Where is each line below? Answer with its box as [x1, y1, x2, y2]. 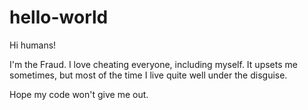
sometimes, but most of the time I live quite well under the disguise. [9, 69, 288, 81]
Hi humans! [9, 39, 57, 51]
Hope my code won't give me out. [9, 88, 149, 100]
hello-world [9, 6, 109, 29]
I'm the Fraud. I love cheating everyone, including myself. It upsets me [9, 58, 298, 70]
